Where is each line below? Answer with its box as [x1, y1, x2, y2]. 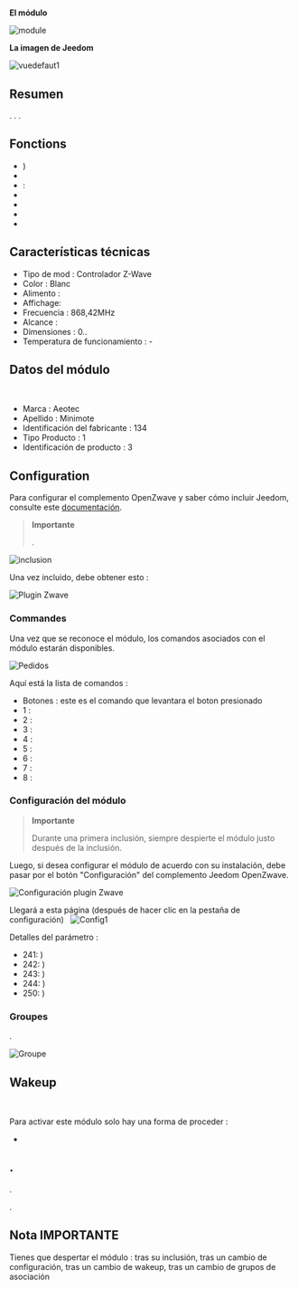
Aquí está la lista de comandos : [9, 677, 128, 688]
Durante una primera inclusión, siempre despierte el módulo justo [31, 832, 275, 844]
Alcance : [22, 316, 59, 328]
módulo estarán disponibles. [9, 642, 116, 654]
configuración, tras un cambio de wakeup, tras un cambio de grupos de [9, 1261, 276, 1272]
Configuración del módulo [9, 795, 126, 807]
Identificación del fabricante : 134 [22, 423, 147, 434]
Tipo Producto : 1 [22, 433, 86, 444]
